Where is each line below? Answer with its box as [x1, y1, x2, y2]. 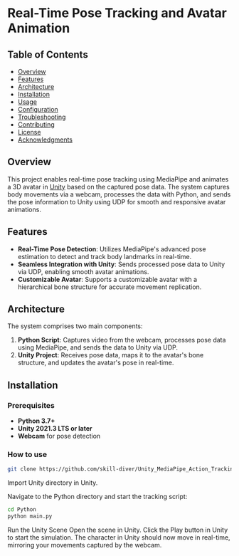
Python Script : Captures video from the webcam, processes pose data [17, 336, 226, 345]
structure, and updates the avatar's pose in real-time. [17, 358, 174, 367]
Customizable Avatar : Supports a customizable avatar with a [17, 275, 198, 283]
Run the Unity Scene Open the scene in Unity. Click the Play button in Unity [7, 525, 228, 535]
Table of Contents [7, 48, 89, 61]
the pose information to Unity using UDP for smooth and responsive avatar [7, 197, 226, 206]
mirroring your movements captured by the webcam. [7, 541, 162, 550]
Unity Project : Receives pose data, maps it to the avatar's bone [17, 351, 204, 360]
